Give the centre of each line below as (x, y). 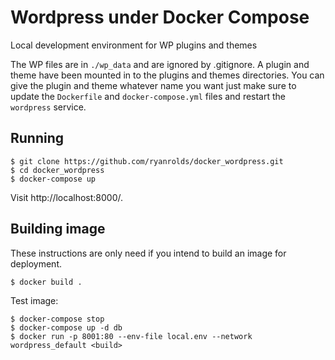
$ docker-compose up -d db (66, 327)
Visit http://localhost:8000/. (67, 197)
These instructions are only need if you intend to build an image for (148, 253)
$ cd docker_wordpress (57, 170)
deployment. (36, 263)
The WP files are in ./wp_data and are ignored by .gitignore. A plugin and (160, 64)
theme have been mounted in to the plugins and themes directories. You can (167, 75)
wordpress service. (48, 107)
